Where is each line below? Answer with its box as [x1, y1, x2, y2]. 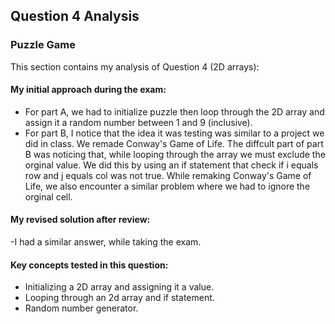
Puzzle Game [10, 38, 77, 52]
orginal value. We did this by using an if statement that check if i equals [24, 159, 319, 171]
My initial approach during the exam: [10, 84, 167, 96]
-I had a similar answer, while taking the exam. [10, 236, 202, 248]
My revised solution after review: [10, 214, 151, 226]
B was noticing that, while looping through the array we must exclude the [24, 148, 326, 160]
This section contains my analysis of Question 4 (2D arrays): [10, 60, 260, 73]
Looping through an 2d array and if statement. [24, 292, 215, 304]
